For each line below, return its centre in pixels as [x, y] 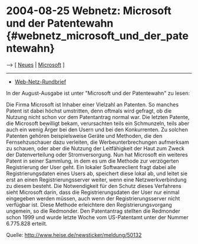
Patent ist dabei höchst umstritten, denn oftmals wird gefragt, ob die [89, 111]
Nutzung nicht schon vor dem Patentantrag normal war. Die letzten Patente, [98, 117]
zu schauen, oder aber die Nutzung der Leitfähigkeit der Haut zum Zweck [95, 148]
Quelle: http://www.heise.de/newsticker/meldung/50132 [74, 235]
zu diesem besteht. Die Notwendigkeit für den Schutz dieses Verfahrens [94, 186]
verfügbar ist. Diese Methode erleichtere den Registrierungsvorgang [89, 205]
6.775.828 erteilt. [27, 223]
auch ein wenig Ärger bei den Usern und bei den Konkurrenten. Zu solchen [97, 129]
